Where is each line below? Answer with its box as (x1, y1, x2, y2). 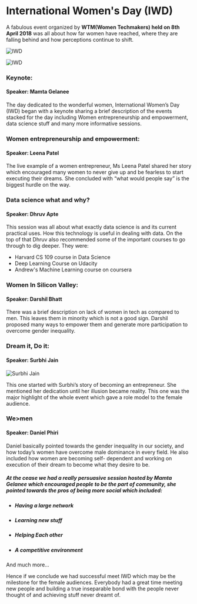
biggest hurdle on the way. (6, 181, 71, 188)
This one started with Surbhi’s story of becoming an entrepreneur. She (6, 381, 177, 388)
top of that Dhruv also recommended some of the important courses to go (6, 236, 186, 243)
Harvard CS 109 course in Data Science (14, 254, 111, 261)
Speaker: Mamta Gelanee (6, 88, 69, 95)
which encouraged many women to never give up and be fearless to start (6, 169, 184, 176)
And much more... (6, 561, 50, 569)
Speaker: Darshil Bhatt (6, 296, 63, 303)
